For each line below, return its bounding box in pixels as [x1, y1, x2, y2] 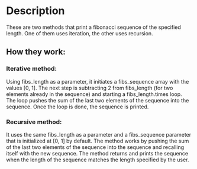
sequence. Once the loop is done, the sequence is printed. [6, 103, 149, 110]
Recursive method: [6, 118, 62, 126]
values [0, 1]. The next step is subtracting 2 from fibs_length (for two [6, 84, 173, 91]
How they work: [6, 47, 66, 57]
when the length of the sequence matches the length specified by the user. [6, 156, 189, 163]
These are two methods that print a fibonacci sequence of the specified [6, 24, 182, 31]
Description [6, 4, 65, 18]
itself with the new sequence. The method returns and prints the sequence [6, 150, 188, 157]
